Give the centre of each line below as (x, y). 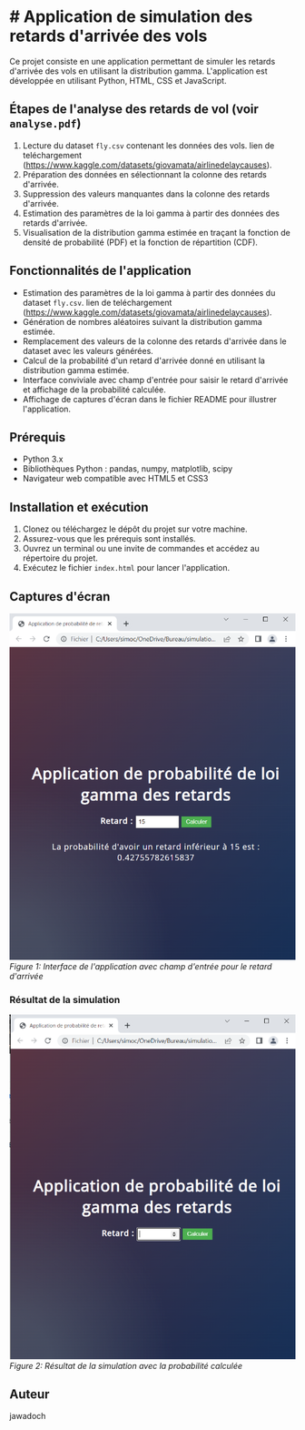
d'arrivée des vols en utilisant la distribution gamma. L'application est (138, 71)
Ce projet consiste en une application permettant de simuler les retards (143, 61)
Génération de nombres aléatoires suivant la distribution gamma (143, 321)
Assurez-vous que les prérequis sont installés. (109, 539)
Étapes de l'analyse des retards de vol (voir (134, 110)
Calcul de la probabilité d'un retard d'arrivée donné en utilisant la (144, 360)
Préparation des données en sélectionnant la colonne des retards (145, 174)
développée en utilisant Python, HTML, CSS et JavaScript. (118, 80)
